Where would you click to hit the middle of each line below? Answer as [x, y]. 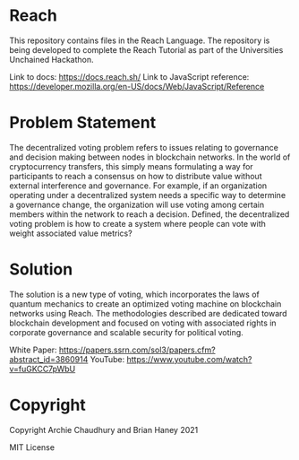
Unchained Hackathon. [51, 59]
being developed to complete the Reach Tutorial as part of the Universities [146, 49]
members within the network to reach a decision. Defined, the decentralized [149, 214]
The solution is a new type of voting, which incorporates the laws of [134, 294]
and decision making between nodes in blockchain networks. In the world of [150, 157]
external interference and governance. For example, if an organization [138, 186]
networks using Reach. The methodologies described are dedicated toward [149, 313]
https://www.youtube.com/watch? [189, 359]
